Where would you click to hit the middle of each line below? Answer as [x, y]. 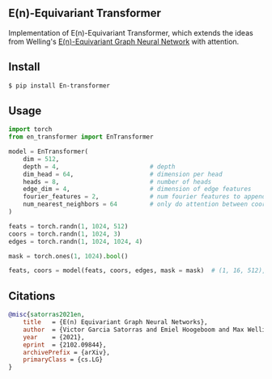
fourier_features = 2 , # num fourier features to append [144, 197]
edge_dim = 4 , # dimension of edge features [137, 189]
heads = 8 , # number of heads [117, 181]
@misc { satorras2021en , [47, 315]
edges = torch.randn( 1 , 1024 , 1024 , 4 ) [76, 241]
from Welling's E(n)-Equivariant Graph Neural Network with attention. [124, 41]
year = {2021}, [54, 337]
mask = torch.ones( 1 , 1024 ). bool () [68, 256]
